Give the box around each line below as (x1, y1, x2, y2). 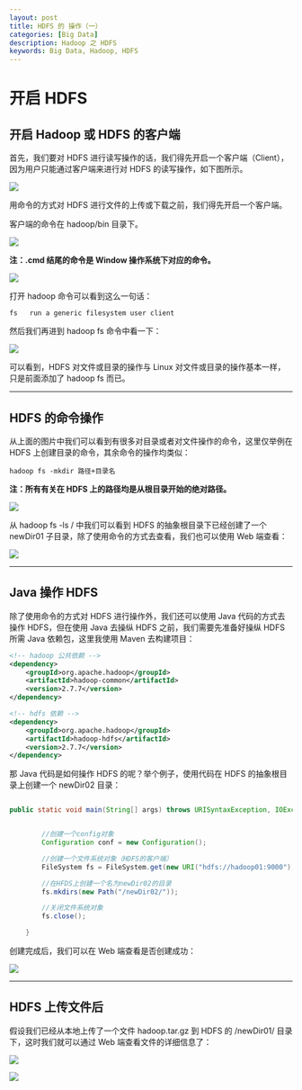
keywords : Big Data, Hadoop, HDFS (9, 47, 139, 56)
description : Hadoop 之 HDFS (9, 38, 117, 48)
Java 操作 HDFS (9, 585, 99, 600)
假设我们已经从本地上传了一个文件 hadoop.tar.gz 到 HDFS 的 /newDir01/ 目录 (9, 1025, 293, 1036)
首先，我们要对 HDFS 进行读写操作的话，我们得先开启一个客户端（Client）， (9, 152, 289, 163)
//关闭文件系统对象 (41, 904, 103, 913)
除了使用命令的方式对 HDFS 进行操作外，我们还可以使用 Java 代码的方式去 (9, 610, 286, 621)
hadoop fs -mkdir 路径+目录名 (9, 466, 116, 475)
